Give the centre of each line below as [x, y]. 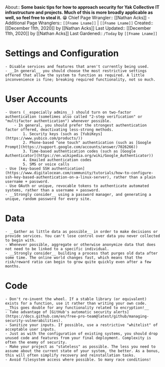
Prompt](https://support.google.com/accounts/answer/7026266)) [72, 147]
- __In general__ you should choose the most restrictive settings [76, 71]
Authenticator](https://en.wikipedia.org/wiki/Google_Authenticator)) [79, 155]
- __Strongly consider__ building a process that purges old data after [82, 253]
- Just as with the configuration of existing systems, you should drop [82, 333]
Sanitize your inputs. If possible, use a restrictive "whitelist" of [84, 325]
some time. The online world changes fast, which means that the [74, 257]
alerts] [121, 312]
